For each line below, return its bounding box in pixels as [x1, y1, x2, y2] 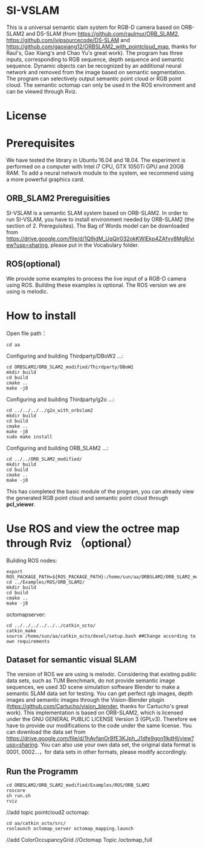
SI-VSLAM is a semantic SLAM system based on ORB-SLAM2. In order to [6, 209, 188, 216]
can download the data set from [6, 728, 86, 735]
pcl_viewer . [6, 501, 36, 508]
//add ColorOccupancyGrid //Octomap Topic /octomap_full [6, 836, 152, 844]
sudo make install [6, 434, 53, 440]
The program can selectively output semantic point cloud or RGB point [6, 75, 182, 82]
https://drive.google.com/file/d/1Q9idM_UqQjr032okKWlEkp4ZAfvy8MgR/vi [6, 235, 195, 242]
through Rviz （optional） [6, 536, 138, 550]
